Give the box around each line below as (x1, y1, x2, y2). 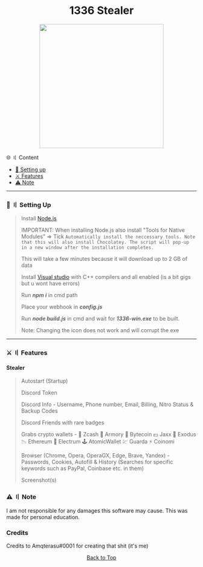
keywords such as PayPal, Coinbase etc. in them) (21, 465, 144, 472)
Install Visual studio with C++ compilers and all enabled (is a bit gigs (21, 274, 192, 281)
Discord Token (21, 389, 57, 396)
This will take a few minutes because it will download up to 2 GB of (21, 255, 188, 263)
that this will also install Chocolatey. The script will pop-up (21, 240, 189, 246)
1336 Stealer (69, 4, 134, 18)
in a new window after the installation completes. (21, 244, 154, 251)
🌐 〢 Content (6, 154, 39, 161)
